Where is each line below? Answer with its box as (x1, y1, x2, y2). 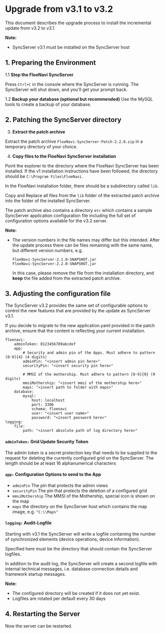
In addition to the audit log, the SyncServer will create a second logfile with (5, 560, 158, 566)
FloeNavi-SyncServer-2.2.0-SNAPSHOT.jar (12, 261, 97, 266)
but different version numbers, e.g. (12, 247, 83, 253)
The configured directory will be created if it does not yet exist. (12, 590, 140, 596)
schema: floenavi (31, 407, 67, 412)
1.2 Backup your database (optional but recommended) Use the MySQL (5, 96, 153, 102)
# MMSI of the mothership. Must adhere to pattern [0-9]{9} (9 (23, 372, 155, 377)
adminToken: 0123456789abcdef (14, 342, 76, 347)
